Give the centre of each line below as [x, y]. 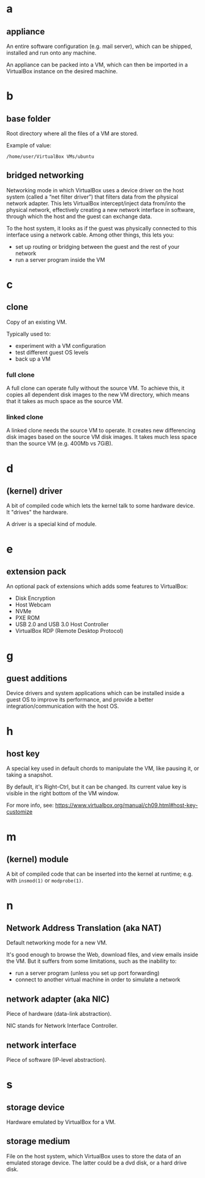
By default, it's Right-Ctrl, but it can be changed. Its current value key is [96, 787]
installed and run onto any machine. [51, 53]
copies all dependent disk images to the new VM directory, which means [98, 395]
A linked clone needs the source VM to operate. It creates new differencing [101, 430]
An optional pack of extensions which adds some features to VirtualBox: [97, 586]
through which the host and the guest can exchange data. [79, 216]
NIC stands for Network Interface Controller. [62, 1026]
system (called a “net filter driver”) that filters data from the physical [92, 197]
